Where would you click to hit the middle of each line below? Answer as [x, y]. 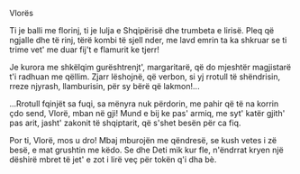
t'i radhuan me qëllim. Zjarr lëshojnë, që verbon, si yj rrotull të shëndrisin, [145, 77]
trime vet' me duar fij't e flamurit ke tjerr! [85, 50]
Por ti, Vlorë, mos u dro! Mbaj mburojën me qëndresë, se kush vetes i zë [143, 140]
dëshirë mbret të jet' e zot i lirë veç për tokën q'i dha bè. [113, 160]
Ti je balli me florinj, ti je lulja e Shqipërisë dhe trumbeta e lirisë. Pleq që [142, 30]
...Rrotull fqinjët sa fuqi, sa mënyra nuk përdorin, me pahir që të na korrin [144, 104]
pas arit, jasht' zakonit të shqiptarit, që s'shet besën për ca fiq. [125, 123]
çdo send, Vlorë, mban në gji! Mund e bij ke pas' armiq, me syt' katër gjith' [147, 113]
